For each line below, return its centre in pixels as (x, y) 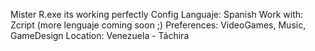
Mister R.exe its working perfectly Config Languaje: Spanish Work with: (157, 14)
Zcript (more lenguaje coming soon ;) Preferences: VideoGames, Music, (158, 25)
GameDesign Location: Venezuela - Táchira (100, 35)
